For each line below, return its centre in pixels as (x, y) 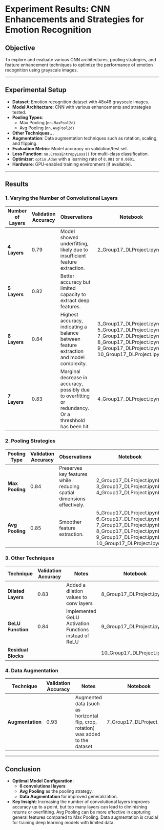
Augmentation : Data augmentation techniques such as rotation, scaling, (85, 138)
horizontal (87, 716)
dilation (75, 591)
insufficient (73, 255)
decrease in (74, 377)
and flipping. (25, 143)
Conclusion (23, 769)
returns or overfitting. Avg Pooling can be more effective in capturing (81, 812)
